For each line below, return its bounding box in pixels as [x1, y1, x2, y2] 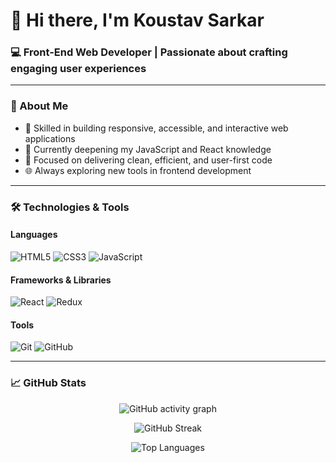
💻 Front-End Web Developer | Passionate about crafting [10, 45, 288, 59]
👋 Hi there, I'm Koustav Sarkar [10, 9, 265, 32]
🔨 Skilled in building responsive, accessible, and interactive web [24, 122, 289, 134]
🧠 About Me [10, 99, 69, 113]
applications [24, 132, 76, 144]
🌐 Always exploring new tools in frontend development [24, 164, 252, 176]
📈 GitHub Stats [10, 376, 87, 390]
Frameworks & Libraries [10, 274, 112, 286]
